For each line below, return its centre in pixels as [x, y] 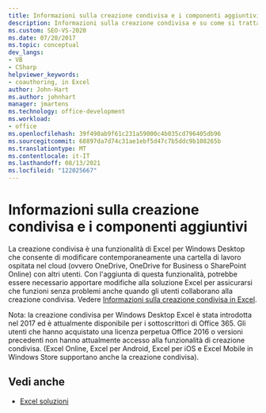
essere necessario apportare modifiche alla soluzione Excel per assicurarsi [131, 282]
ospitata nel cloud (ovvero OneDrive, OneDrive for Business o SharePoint [127, 265]
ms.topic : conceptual [44, 45]
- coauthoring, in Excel [49, 82]
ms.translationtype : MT [47, 149]
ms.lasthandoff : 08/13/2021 [55, 164]
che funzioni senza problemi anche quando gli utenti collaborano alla [121, 291]
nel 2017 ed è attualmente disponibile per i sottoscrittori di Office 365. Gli [127, 323]
